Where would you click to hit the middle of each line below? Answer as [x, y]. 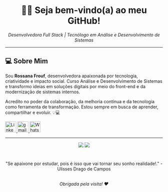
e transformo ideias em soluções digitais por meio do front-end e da [75, 86]
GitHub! [84, 21]
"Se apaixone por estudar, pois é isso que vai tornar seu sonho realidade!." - [84, 163]
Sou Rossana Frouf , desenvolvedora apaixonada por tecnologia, [72, 76]
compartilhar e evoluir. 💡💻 [32, 112]
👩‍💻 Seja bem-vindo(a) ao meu [84, 10]
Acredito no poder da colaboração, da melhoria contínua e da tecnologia [80, 101]
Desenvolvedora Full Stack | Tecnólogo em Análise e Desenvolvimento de [84, 35]
